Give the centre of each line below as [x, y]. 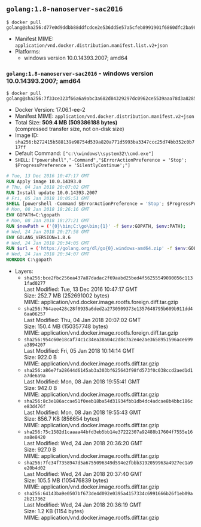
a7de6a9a [35, 376]
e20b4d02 [35, 468]
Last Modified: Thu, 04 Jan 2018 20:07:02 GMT [82, 320]
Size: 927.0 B [40, 449]
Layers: [24, 271]
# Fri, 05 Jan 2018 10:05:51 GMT [48, 198]
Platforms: [28, 51]
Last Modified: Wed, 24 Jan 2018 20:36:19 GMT [83, 505]
